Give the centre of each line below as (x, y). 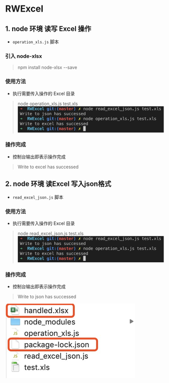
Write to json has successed (47, 297)
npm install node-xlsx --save (47, 67)
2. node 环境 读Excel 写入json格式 (58, 184)
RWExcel (24, 9)
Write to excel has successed (48, 167)
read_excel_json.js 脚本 (38, 197)
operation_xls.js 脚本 (36, 42)
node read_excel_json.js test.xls (51, 233)
